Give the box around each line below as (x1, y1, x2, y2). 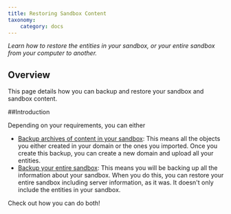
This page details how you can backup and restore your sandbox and (8, 87, 204, 96)
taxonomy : (8, 17, 36, 23)
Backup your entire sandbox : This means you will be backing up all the (17, 164, 218, 172)
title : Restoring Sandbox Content (8, 10, 107, 17)
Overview (8, 69, 51, 81)
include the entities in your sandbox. (17, 186, 121, 194)
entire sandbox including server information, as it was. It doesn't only (17, 178, 214, 186)
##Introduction (8, 108, 50, 116)
